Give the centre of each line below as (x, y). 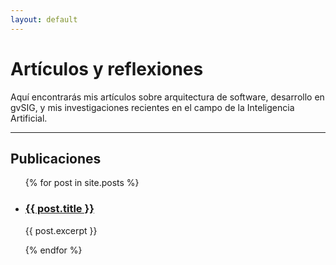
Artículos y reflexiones (107, 68)
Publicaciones (56, 158)
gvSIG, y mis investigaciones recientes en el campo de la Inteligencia (152, 107)
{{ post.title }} (59, 209)
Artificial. (29, 118)
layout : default (44, 19)
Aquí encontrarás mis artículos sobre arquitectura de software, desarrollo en (167, 97)
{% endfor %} (53, 250)
